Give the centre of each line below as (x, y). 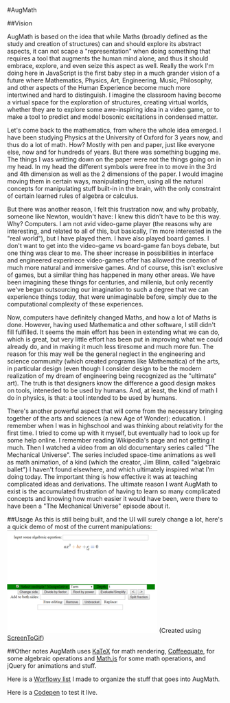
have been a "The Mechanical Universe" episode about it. (89, 506)
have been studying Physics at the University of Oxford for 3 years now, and (115, 137)
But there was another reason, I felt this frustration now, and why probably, (113, 209)
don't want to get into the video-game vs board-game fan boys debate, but (113, 246)
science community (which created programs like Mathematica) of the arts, (114, 361)
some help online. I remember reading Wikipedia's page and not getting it (111, 440)
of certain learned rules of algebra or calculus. (73, 196)
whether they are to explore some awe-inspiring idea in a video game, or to (113, 110)
